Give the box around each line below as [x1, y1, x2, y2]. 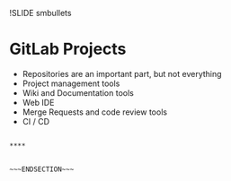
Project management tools [22, 78, 120, 89]
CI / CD [22, 116, 50, 126]
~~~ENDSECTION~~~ [9, 165, 75, 174]
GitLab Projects [9, 39, 127, 59]
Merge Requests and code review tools [22, 107, 168, 117]
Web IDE [22, 97, 55, 108]
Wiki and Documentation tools [22, 87, 135, 98]
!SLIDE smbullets [9, 8, 72, 18]
